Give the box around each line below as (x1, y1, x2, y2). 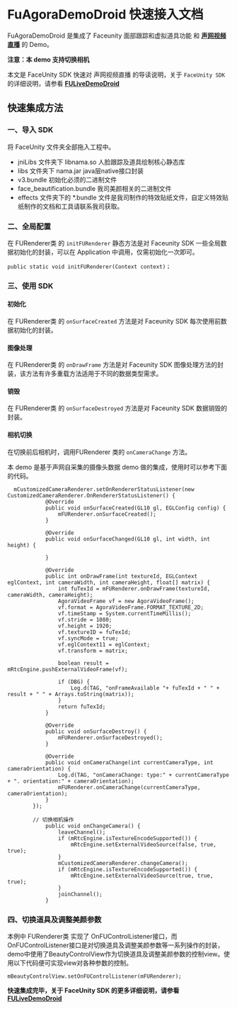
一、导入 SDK (7, 125, 54, 135)
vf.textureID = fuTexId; (57, 629, 132, 636)
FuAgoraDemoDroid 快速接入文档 (7, 6, 204, 23)
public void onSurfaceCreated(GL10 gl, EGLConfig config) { (45, 504, 226, 512)
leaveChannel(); (57, 828, 106, 836)
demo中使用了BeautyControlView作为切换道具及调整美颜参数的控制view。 (7, 949, 224, 958)
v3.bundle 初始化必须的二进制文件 (17, 175, 117, 184)
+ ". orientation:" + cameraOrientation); (7, 778, 134, 785)
